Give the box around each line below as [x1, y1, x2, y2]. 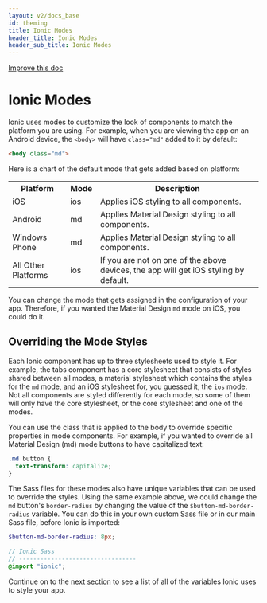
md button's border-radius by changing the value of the [8, 501, 188, 511]
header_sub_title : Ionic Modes [8, 41, 112, 49]
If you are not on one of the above [100, 254, 226, 265]
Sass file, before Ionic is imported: [8, 518, 121, 527]
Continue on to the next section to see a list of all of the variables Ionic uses [8, 577, 257, 586]
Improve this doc [8, 63, 64, 72]
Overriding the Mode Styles [8, 335, 149, 349]
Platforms [12, 269, 48, 280]
